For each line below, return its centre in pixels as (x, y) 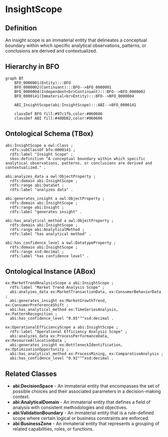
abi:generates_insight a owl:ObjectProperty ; (55, 198)
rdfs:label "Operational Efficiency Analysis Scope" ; (69, 332)
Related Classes (31, 374)
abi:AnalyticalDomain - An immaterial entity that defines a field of (81, 402)
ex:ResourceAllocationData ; (36, 341)
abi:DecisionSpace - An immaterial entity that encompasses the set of (86, 386)
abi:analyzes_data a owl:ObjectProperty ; (50, 176)
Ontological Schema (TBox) (49, 134)
